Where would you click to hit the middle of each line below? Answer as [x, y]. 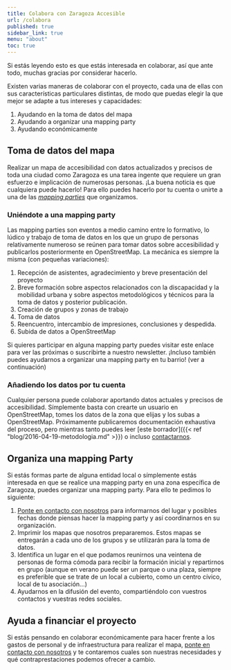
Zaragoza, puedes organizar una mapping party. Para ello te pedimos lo [109, 490]
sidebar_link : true [35, 33]
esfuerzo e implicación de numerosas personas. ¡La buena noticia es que [111, 182]
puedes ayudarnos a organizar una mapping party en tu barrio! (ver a [106, 360]
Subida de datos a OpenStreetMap [66, 332]
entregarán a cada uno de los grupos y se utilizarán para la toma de [113, 540]
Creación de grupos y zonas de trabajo [73, 309]
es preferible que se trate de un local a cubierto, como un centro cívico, [119, 577]
